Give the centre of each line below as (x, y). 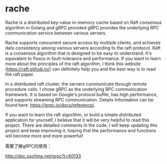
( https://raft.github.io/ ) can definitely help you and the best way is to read (81, 69)
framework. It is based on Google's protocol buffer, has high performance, (82, 94)
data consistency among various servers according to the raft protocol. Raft (83, 48)
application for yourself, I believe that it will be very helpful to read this (77, 120)
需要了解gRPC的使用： (28, 146)
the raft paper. (20, 74)
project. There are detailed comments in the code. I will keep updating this (82, 125)
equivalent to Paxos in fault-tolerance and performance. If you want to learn (83, 58)
